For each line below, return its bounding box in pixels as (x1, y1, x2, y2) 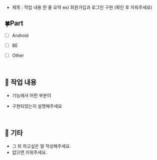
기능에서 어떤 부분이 (12, 92, 51, 98)
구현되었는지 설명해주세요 (12, 103, 62, 109)
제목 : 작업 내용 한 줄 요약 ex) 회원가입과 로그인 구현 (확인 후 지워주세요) (12, 4, 152, 10)
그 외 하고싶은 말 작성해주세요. (12, 143, 71, 149)
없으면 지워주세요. (12, 149, 47, 155)
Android (12, 32, 29, 38)
